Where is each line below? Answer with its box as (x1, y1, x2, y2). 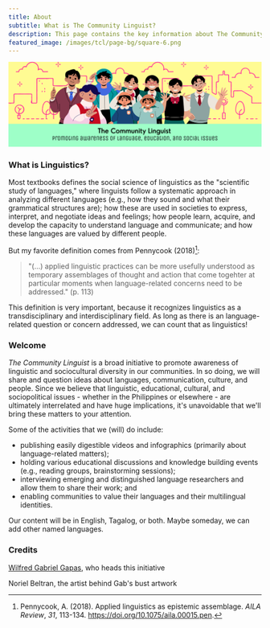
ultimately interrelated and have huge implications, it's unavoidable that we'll (8, 400, 261, 410)
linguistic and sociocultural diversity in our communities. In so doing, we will (8, 367, 260, 376)
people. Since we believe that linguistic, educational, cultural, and (8, 384, 226, 393)
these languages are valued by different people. (8, 229, 167, 239)
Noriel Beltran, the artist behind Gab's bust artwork (8, 578, 178, 588)
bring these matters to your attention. (8, 409, 132, 419)
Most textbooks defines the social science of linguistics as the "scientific (8, 178, 250, 187)
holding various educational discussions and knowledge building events (19, 458, 259, 467)
